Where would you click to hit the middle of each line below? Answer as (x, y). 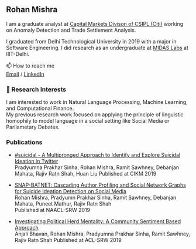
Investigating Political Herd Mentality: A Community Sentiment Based (98, 221)
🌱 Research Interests (36, 89)
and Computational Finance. (40, 109)
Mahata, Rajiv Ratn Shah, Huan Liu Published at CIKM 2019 (85, 174)
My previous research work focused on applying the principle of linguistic (95, 115)
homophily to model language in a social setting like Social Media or (88, 121)
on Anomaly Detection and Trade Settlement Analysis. (71, 30)
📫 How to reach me (30, 65)
